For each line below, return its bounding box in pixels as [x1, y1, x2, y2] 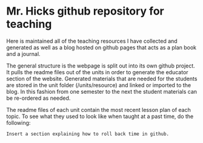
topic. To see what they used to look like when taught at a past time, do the [6, 113, 194, 120]
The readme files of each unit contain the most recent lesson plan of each [6, 106, 191, 113]
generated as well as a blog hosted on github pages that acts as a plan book [6, 44, 197, 51]
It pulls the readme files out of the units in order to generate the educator [6, 68, 189, 75]
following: [6, 119, 31, 126]
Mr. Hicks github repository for [6, 4, 165, 18]
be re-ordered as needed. [6, 94, 71, 102]
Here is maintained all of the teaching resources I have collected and [6, 37, 178, 44]
